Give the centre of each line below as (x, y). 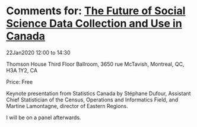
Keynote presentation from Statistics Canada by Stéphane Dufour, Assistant (99, 93)
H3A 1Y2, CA (22, 70)
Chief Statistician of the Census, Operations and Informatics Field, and (92, 100)
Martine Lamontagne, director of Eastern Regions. (67, 106)
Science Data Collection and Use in (94, 23)
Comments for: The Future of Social (96, 11)
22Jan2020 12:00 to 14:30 (38, 52)
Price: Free (20, 82)
